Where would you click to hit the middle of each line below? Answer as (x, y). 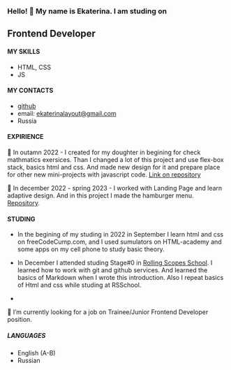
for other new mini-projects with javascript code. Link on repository (104, 175)
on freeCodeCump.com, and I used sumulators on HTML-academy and (119, 242)
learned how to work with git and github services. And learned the (112, 270)
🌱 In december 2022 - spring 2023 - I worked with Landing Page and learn (115, 188)
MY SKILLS (24, 51)
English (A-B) (36, 353)
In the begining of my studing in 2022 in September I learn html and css (120, 235)
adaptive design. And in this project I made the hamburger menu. (100, 195)
